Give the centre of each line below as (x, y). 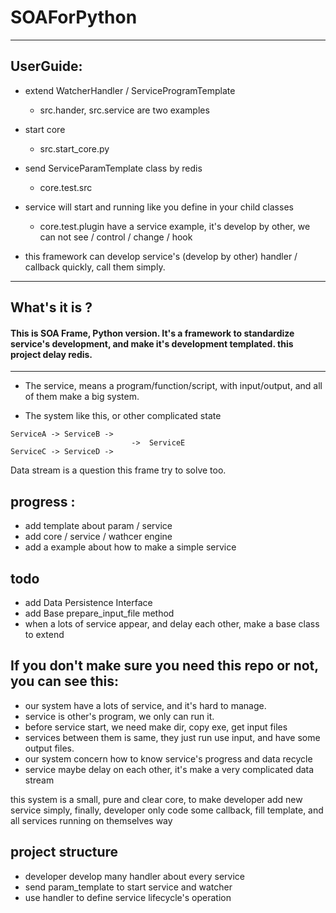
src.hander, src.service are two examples (124, 110)
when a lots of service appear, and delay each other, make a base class (172, 623)
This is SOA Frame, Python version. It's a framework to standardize (152, 333)
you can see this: (65, 681)
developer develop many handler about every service (135, 876)
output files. (49, 748)
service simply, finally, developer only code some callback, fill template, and (167, 810)
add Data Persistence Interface (88, 602)
